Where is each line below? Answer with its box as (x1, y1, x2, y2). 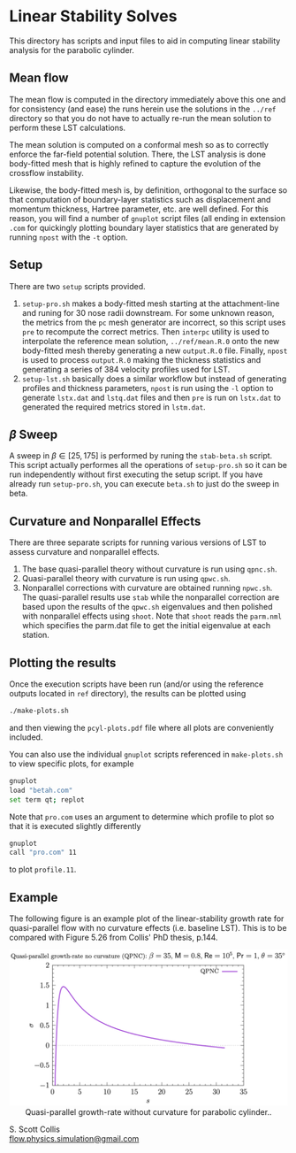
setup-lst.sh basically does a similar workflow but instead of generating (21, 373, 287, 384)
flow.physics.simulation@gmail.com (9, 1133, 140, 1143)
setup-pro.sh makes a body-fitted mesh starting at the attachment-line (21, 298, 280, 309)
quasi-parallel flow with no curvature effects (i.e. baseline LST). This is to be (9, 923, 287, 934)
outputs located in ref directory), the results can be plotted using (9, 688, 247, 698)
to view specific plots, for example (9, 758, 134, 769)
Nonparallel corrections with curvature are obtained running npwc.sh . (21, 582, 273, 594)
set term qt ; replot (9, 795, 86, 804)
